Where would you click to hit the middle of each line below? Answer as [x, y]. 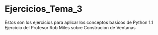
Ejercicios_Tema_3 [43, 9]
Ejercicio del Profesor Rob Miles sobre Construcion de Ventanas [70, 27]
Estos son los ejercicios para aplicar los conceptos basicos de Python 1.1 [79, 22]
